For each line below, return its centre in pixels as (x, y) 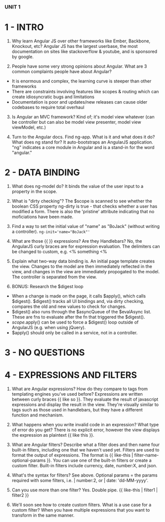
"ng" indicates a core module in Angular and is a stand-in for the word (83, 147)
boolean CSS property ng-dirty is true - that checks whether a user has (84, 206)
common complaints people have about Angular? (62, 71)
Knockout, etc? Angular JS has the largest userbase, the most (75, 46)
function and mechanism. (38, 415)
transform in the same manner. (43, 515)
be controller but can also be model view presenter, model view (76, 122)
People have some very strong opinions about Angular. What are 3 (79, 66)
